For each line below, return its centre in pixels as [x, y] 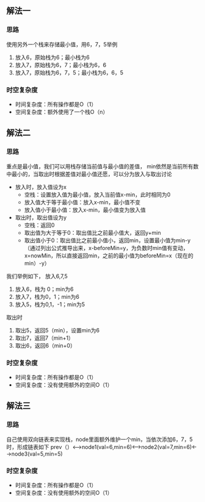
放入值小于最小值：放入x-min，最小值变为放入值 [85, 210]
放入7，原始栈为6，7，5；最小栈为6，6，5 [69, 73]
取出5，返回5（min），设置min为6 [57, 330]
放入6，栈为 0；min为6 [44, 289]
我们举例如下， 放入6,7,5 [37, 276]
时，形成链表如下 [28, 446]
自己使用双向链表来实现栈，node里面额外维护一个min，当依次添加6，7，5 [100, 439]
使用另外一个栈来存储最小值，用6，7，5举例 [62, 44]
